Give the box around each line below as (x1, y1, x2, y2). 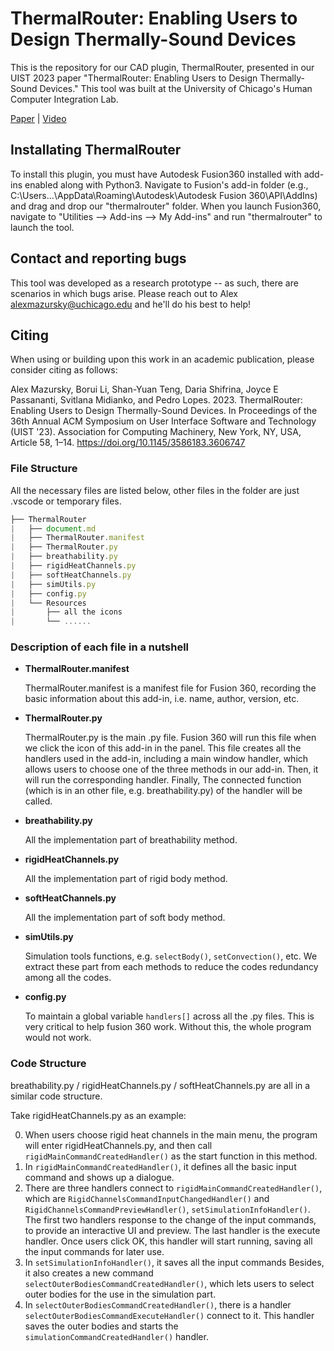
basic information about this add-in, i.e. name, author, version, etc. (24, 693, 300, 705)
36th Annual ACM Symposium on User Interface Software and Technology (10, 415, 317, 427)
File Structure (10, 462, 78, 476)
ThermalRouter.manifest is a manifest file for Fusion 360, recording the (24, 682, 317, 694)
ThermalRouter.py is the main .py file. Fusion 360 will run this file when (24, 732, 317, 744)
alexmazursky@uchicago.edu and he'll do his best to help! (10, 298, 252, 310)
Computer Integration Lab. (10, 93, 119, 105)
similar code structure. (10, 1090, 103, 1102)
